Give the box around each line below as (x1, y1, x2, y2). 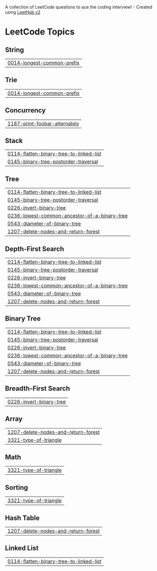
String (5, 46, 24, 54)
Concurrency (5, 107, 46, 115)
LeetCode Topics (5, 26, 75, 37)
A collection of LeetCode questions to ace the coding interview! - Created (5, 4, 153, 10)
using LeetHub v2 (5, 9, 41, 15)
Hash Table (5, 514, 40, 522)
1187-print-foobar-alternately (7, 120, 79, 127)
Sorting (5, 483, 28, 492)
